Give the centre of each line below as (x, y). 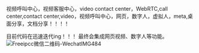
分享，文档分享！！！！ (40, 24)
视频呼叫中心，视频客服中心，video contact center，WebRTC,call (87, 9)
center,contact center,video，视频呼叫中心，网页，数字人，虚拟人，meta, (97, 16)
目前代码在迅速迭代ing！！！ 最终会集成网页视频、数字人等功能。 (87, 36)
